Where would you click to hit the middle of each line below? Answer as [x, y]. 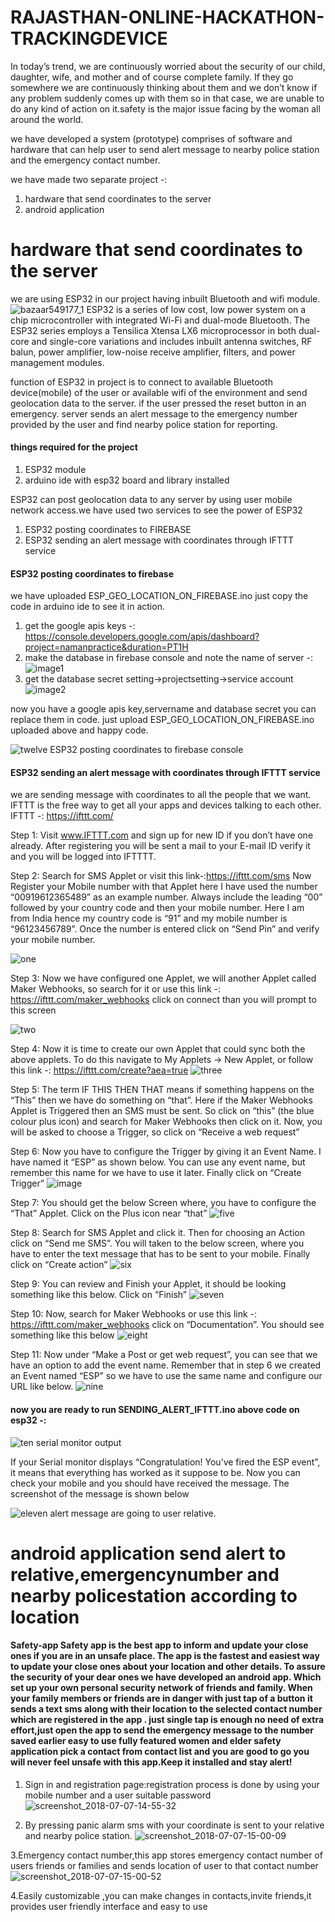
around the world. [47, 119]
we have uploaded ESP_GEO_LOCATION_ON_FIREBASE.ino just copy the [159, 596]
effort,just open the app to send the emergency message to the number [162, 1730]
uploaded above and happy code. [79, 730]
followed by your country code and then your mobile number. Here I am [157, 908]
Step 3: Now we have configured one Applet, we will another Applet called [163, 978]
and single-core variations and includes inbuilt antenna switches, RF [172, 341]
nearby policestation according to [154, 1595]
